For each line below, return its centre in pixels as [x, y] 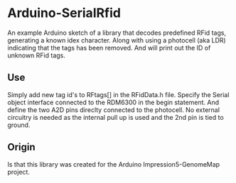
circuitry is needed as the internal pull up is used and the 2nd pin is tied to [116, 117]
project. [19, 172]
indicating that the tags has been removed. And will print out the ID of [109, 48]
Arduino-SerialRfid [64, 13]
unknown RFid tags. [37, 55]
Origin [21, 147]
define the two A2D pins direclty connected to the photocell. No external [114, 110]
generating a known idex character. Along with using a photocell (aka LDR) [117, 40]
